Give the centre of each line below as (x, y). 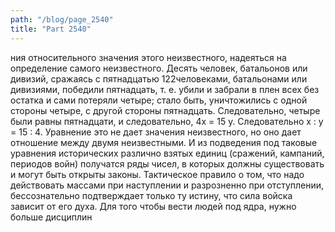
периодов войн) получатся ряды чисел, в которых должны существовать (167, 163)
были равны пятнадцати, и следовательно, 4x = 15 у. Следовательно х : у (167, 121)
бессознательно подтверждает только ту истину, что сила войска (151, 195)
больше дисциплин (51, 217)
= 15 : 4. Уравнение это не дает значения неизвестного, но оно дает (156, 132)
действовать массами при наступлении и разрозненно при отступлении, (167, 185)
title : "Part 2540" (51, 29)
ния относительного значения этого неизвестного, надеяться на (148, 57)
